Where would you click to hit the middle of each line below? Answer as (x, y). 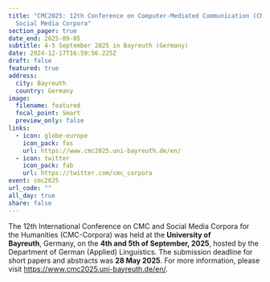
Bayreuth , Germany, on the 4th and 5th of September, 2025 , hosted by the (133, 243)
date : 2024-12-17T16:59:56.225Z (62, 53)
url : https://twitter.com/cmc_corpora (88, 173)
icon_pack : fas (48, 143)
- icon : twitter (43, 158)
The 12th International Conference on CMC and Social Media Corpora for (129, 226)
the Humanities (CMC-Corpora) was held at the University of (110, 234)
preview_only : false (50, 121)
